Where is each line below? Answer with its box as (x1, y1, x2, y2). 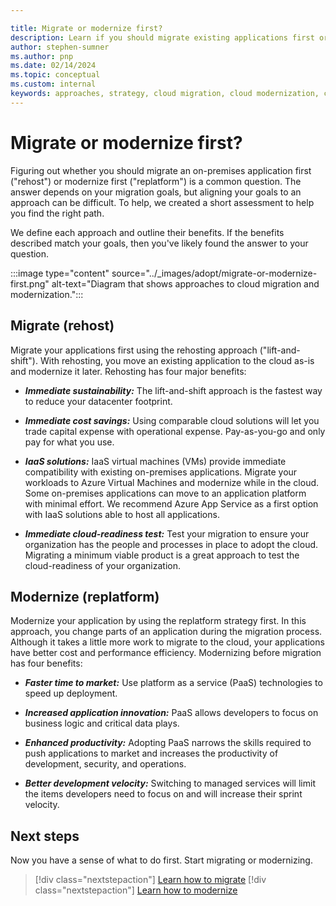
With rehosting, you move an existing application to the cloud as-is (39, 354, 315, 366)
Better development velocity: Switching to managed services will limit (24, 777, 316, 790)
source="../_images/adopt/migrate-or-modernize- (111, 267, 318, 279)
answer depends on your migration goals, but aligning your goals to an (10, 186, 302, 198)
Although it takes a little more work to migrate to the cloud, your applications (10, 636, 325, 648)
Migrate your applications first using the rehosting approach (10, 344, 258, 356)
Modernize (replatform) (10, 588, 160, 605)
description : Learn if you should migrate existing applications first (10, 32, 315, 43)
